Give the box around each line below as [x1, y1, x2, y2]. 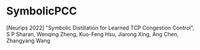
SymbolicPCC [6, 4, 77, 18]
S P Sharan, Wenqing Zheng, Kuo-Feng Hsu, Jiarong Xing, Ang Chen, [6, 30, 179, 37]
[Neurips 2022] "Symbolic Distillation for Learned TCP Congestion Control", [6, 24, 195, 31]
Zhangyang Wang [6, 37, 51, 44]
